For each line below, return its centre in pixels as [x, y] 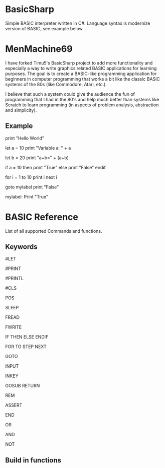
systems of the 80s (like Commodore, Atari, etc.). [56, 84]
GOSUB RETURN [23, 386]
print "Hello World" [25, 138]
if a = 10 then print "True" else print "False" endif [56, 167]
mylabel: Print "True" [27, 196]
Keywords [21, 247]
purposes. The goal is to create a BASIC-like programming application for [81, 74]
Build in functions [33, 460]
